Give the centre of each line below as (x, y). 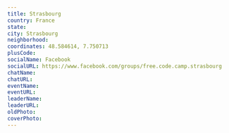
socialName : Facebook (39, 60)
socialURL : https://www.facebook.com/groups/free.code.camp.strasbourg (114, 66)
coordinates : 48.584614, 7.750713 (58, 46)
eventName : (23, 86)
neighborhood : (28, 40)
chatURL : (20, 79)
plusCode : (22, 53)
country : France (31, 20)
